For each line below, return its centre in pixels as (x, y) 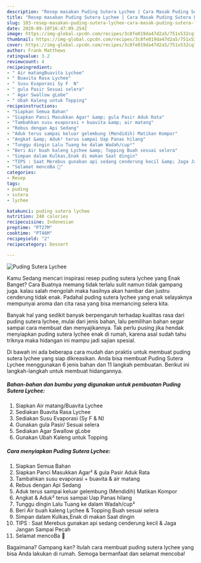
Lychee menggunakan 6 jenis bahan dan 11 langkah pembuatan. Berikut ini (98, 364)
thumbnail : (20, 39)
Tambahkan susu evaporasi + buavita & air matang (78, 479)
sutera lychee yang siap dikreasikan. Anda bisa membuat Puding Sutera (95, 358)
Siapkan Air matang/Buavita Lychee (59, 406)
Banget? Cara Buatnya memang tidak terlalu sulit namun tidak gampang (95, 284)
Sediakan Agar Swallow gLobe (53, 431)
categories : (21, 173)
